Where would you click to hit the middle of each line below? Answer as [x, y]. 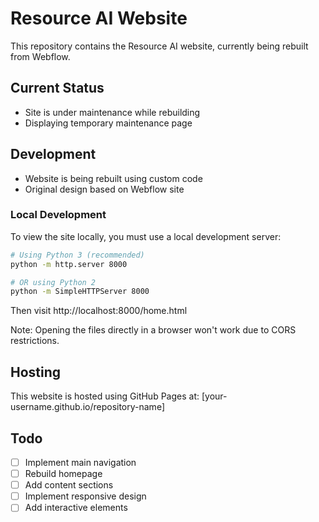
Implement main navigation [80, 462]
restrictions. [35, 341]
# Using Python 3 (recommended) [77, 255]
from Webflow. [40, 56]
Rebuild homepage [63, 474]
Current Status [57, 88]
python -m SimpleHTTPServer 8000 [80, 292]
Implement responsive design [85, 496]
